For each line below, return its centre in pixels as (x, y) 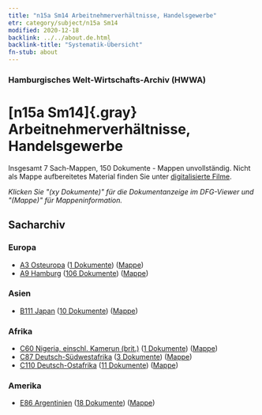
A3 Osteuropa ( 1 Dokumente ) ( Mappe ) (82, 265)
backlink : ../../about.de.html (60, 38)
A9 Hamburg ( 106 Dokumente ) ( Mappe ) (84, 273)
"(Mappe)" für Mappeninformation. (65, 200)
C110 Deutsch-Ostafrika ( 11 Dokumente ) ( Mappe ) (99, 365)
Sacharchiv (37, 225)
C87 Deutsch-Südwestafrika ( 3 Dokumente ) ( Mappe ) (106, 357)
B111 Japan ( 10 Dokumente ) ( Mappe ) (79, 311)
